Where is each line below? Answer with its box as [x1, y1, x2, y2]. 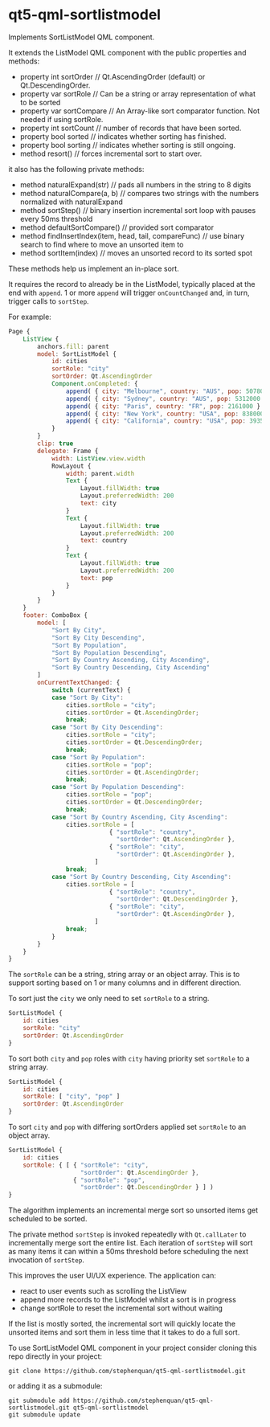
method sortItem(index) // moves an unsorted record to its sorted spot [19, 247, 253, 258]
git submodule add [8, 1396, 70, 1405]
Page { [8, 327, 31, 335]
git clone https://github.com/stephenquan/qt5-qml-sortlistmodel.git [8, 1368, 247, 1376]
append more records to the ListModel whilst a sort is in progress [19, 1295, 237, 1305]
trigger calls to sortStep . [8, 296, 90, 306]
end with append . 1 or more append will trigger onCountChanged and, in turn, [8, 288, 251, 297]
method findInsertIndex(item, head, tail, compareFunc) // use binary [19, 231, 245, 240]
